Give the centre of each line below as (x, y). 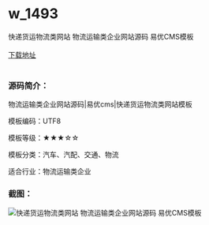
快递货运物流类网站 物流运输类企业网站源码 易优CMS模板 (101, 36)
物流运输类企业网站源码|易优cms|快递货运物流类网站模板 (100, 104)
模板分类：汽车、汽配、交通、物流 (63, 155)
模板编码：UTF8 (35, 121)
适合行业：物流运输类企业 (50, 171)
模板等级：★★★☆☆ (44, 138)
